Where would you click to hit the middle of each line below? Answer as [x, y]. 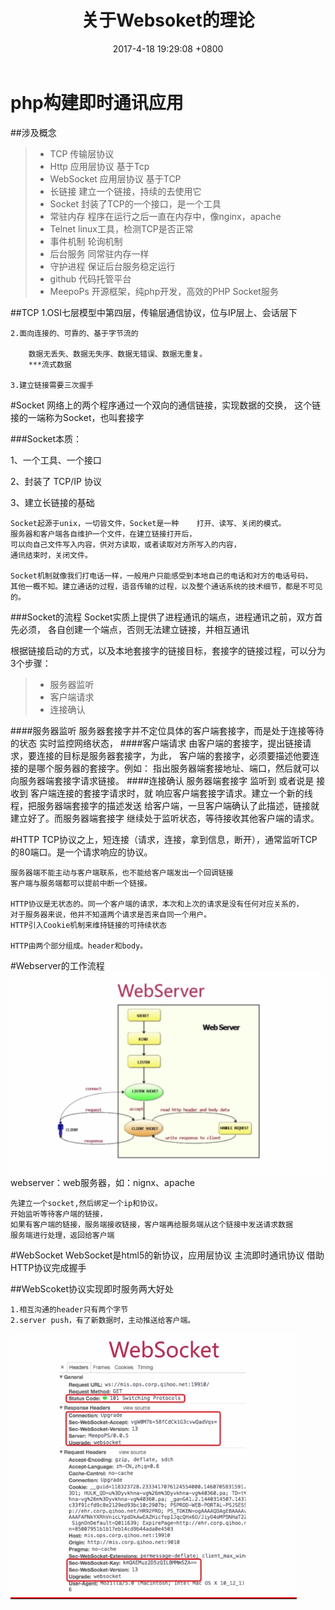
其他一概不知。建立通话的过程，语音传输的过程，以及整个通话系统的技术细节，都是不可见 [166, 586]
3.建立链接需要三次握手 [52, 385]
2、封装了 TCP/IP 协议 [56, 481]
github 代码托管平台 [90, 278]
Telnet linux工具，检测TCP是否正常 [121, 228]
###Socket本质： [46, 438]
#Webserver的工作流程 [57, 965]
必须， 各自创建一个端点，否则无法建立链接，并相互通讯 [134, 629]
